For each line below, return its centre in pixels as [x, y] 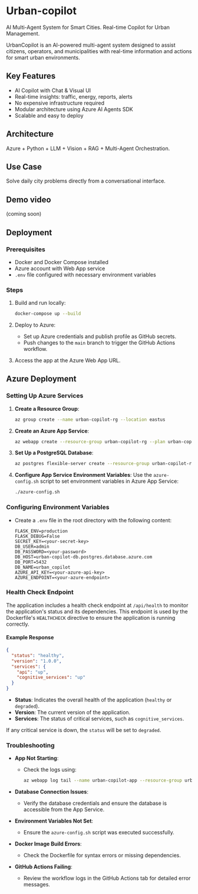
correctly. [18, 624]
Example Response [30, 638]
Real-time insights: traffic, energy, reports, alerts [73, 96]
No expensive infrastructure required [60, 103]
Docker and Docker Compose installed [62, 262]
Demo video [29, 199]
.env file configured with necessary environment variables [85, 274]
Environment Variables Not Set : [54, 821]
